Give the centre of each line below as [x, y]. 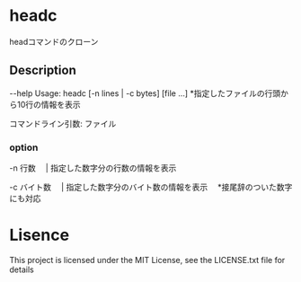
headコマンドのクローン [54, 41]
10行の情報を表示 [49, 104]
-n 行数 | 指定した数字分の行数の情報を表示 [93, 168]
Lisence [40, 235]
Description [43, 70]
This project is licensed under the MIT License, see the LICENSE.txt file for [147, 260]
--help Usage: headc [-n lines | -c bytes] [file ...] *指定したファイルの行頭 [145, 93]
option [24, 147]
